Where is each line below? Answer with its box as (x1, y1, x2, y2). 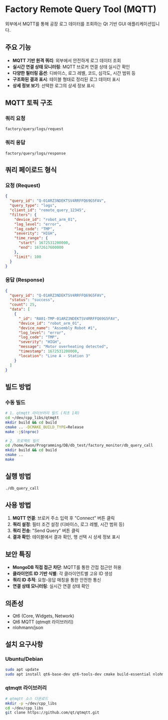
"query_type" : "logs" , (9, 203, 57, 208)
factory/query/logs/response (5, 151, 66, 156)
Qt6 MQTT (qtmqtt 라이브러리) (12, 619, 74, 625)
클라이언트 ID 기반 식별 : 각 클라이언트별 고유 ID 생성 (12, 570, 112, 577)
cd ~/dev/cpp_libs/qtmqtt (5, 415, 59, 420)
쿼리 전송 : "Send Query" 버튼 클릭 (12, 528, 80, 534)
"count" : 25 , (9, 302, 37, 307)
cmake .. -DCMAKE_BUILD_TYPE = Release (5, 424, 84, 429)
